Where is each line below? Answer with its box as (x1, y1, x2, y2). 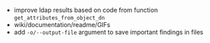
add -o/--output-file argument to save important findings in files (13, 28, 204, 36)
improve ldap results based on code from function (13, 6, 158, 14)
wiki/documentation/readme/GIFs (13, 21, 110, 28)
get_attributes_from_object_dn (13, 15, 105, 21)
